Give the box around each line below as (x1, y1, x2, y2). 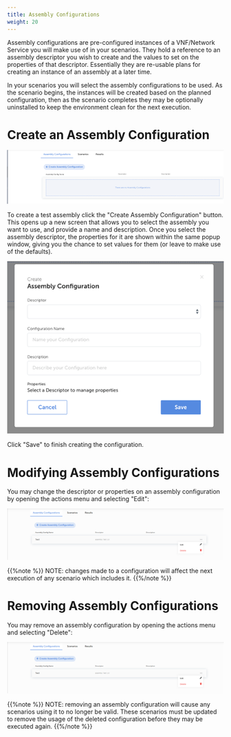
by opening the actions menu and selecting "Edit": (7, 495, 149, 503)
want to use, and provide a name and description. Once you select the (7, 225, 206, 234)
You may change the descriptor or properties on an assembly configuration (7, 487, 221, 496)
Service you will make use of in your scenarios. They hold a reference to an (7, 46, 221, 54)
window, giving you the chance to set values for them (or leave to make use (7, 240, 221, 248)
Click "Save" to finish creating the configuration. (7, 441, 144, 449)
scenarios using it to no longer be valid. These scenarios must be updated (7, 707, 217, 716)
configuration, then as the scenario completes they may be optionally (7, 95, 203, 103)
